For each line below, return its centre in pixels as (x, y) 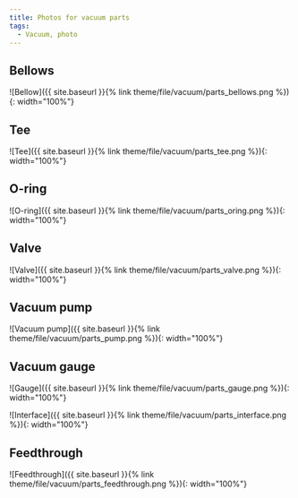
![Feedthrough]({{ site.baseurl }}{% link (82, 475)
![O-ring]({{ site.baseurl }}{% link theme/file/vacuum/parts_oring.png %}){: (147, 210)
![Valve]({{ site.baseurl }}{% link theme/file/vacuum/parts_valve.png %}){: (145, 270)
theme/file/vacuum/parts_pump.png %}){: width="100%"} (116, 339)
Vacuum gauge (52, 367)
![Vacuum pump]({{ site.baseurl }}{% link (85, 329)
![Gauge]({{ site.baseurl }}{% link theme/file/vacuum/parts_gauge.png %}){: (149, 388)
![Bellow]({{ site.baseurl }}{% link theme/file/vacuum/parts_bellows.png (141, 92)
